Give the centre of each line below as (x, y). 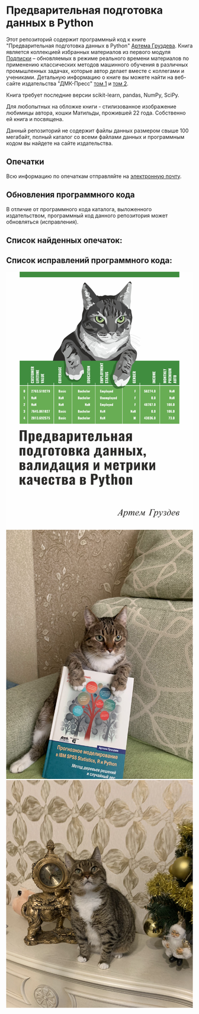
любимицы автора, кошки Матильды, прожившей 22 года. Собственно (96, 113)
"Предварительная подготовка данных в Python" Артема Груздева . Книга (99, 46)
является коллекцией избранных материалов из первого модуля (88, 52)
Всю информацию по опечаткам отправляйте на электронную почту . (94, 176)
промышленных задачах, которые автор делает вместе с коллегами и (95, 71)
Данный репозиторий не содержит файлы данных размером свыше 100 (97, 131)
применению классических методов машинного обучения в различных (97, 64)
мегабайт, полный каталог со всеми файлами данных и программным (95, 136)
